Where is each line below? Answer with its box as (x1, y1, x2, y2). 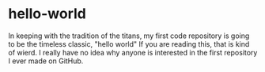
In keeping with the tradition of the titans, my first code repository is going (8, 31, 250, 40)
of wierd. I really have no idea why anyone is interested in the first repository (8, 47, 258, 57)
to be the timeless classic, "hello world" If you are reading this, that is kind (8, 39, 250, 48)
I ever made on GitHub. (8, 56, 84, 66)
